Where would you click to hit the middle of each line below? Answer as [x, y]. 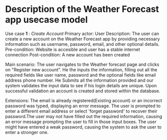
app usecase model [47, 20]
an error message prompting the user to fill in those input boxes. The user [81, 122]
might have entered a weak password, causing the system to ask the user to [83, 127]
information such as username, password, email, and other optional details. [83, 44]
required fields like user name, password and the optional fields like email [81, 75]
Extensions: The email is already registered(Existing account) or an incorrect [84, 100]
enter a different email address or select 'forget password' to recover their [81, 111]
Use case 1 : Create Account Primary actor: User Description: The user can [82, 33]
